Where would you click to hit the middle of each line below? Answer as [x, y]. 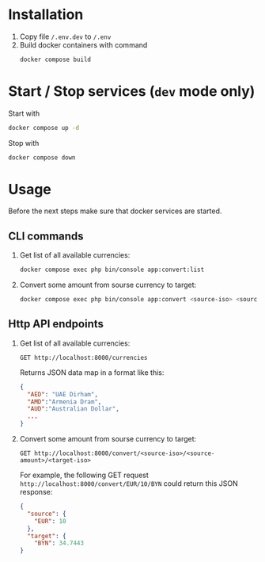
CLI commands [46, 236]
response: [36, 492]
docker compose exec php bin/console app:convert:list [112, 270]
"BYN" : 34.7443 [59, 543]
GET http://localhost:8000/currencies [83, 357]
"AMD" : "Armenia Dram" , [64, 402]
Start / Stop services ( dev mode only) [132, 91]
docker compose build [55, 59]
